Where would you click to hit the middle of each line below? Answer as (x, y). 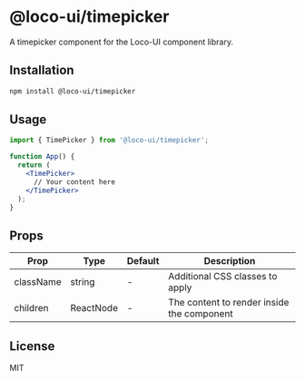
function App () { (42, 157)
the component (200, 314)
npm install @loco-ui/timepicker (73, 91)
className (38, 282)
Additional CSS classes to (222, 277)
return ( (34, 165)
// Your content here (74, 182)
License (32, 346)
